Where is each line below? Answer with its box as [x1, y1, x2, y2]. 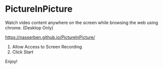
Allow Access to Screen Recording [12, 44, 82, 49]
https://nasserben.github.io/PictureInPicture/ [5, 34, 95, 40]
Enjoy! [5, 58, 18, 64]
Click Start [12, 49, 33, 55]
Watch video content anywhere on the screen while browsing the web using [5, 20, 158, 25]
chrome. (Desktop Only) [5, 24, 54, 30]
